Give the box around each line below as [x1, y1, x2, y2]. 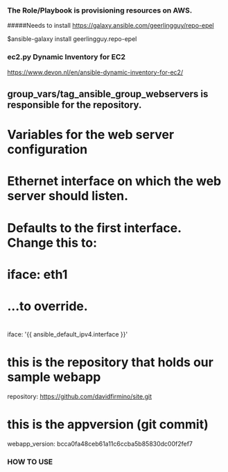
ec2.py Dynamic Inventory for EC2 [7, 52, 126, 62]
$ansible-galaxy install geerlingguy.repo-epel [7, 35, 137, 43]
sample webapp [7, 369, 101, 385]
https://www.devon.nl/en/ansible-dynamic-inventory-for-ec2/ [7, 68, 184, 76]
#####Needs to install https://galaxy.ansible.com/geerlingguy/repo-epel [7, 22, 215, 30]
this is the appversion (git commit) [7, 416, 209, 432]
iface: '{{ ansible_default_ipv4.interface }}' [7, 330, 128, 339]
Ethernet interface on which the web [7, 173, 222, 189]
